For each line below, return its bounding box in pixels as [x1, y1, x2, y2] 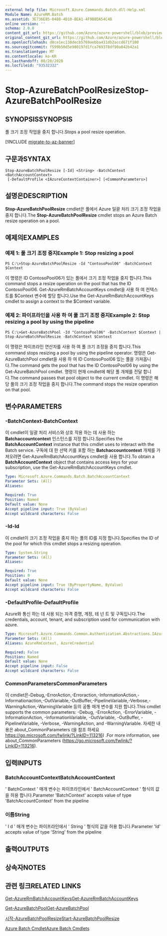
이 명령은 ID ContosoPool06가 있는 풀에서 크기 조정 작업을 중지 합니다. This [5, 275, 152, 281]
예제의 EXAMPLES [5, 233, 60, 242]
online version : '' [5, 21, 46, 26]
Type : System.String [5, 550, 48, 555]
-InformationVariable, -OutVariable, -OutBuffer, [44, 715, 140, 721]
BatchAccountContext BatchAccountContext [5, 774, 115, 781]
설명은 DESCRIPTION [5, 192, 68, 200]
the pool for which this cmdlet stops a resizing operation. [5, 540, 122, 546]
